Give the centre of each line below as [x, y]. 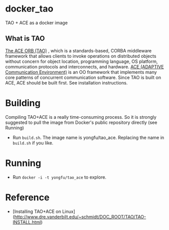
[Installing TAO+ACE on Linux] [44, 211]
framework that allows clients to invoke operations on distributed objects [81, 56]
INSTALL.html [27, 222]
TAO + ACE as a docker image [37, 23]
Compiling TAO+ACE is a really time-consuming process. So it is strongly [81, 117]
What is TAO [25, 39]
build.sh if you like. [33, 143]
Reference [27, 197]
